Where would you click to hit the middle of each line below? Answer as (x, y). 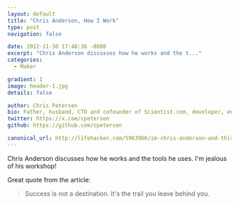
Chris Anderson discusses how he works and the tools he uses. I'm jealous (117, 158)
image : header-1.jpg (38, 86)
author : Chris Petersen (43, 105)
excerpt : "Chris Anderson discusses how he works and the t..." (105, 53)
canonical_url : (30, 138)
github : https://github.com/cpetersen (65, 125)
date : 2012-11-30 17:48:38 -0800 (57, 47)
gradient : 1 (25, 79)
